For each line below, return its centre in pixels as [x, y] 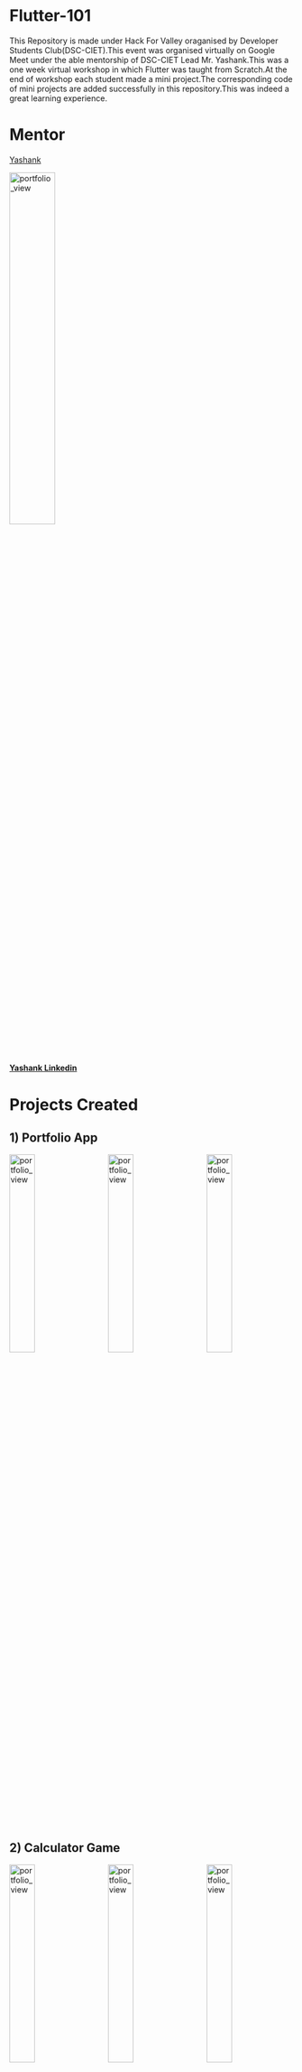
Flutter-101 [50, 16]
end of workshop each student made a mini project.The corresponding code [151, 79]
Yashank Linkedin [43, 1068]
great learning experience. [59, 98]
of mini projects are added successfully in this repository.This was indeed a [150, 88]
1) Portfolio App [54, 1138]
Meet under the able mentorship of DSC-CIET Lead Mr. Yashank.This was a [149, 60]
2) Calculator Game [65, 1848]
